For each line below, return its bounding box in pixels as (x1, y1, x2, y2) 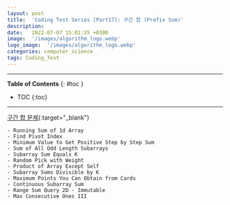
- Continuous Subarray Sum (7, 180, 84, 188)
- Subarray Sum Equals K (7, 151, 78, 158)
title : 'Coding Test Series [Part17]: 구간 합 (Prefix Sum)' (7, 16, 184, 23)
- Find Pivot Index (7, 133, 63, 140)
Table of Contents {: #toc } (7, 79, 84, 87)
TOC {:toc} (16, 93, 48, 101)
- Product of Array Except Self (7, 163, 99, 169)
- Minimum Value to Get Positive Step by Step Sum (7, 139, 155, 146)
